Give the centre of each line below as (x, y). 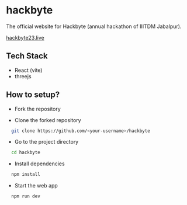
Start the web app (36, 186)
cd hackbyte (26, 152)
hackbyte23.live (25, 37)
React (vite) (28, 70)
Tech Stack (27, 56)
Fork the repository (38, 109)
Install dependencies (40, 164)
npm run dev (26, 196)
